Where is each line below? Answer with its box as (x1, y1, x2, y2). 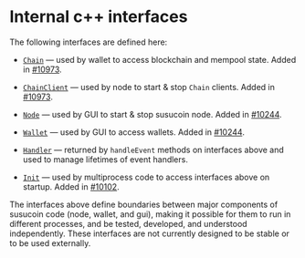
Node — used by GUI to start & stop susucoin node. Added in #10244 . (22, 108, 282, 119)
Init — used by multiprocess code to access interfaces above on (22, 171, 270, 182)
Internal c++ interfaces (9, 6, 188, 27)
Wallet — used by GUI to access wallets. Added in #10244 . (22, 126, 245, 138)
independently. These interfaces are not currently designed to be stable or (9, 228, 290, 239)
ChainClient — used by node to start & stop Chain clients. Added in (22, 81, 276, 92)
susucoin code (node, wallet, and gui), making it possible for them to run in (9, 208, 291, 220)
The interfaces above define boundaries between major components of (9, 199, 279, 210)
